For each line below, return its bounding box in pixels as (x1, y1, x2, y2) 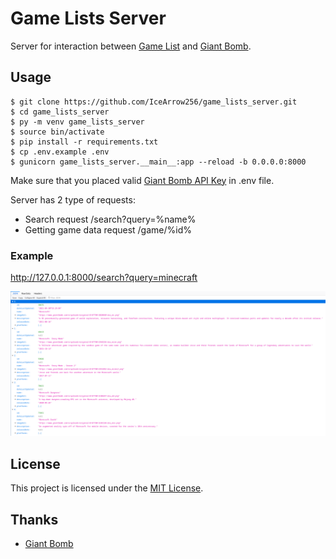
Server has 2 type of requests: (10, 193, 136, 206)
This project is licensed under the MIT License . (10, 482, 204, 494)
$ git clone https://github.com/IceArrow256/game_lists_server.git (10, 97, 298, 107)
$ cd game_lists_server (10, 107, 110, 117)
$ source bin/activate (10, 127, 105, 137)
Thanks (10, 511, 59, 528)
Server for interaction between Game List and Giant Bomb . (10, 40, 252, 52)
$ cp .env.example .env (10, 147, 110, 157)
